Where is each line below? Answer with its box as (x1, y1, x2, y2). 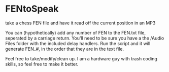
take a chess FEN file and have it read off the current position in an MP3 (5, 20, 156, 26)
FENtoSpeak (5, 3, 59, 15)
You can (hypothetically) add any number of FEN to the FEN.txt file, (5, 29, 146, 35)
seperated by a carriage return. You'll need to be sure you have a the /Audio (5, 35, 164, 41)
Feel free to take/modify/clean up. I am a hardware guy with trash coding (5, 55, 157, 61)
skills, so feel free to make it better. (5, 61, 79, 67)
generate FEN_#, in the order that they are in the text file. (5, 46, 124, 52)
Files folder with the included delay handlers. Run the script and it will (5, 40, 151, 46)
